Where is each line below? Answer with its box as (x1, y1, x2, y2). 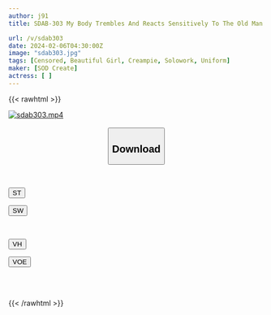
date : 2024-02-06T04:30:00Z (8, 41, 104, 50)
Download (112, 143, 161, 155)
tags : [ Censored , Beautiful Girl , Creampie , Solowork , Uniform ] (8, 57, 230, 65)
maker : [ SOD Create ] (8, 64, 79, 73)
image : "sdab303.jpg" (8, 50, 82, 58)
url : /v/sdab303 (8, 34, 63, 42)
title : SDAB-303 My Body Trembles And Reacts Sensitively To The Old (8, 19, 249, 28)
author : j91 (8, 11, 49, 20)
